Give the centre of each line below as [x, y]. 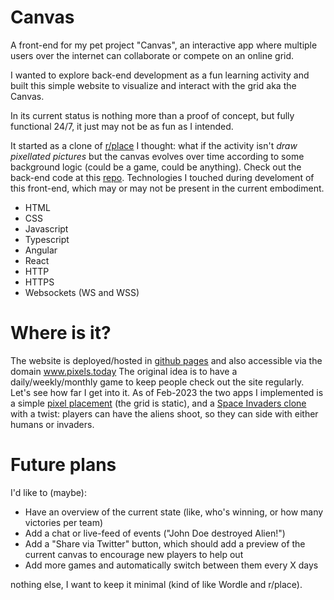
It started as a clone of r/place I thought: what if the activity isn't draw [154, 145]
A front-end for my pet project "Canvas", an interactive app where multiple [164, 45]
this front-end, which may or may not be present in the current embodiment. [167, 188]
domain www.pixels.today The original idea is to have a [124, 371]
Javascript [46, 228]
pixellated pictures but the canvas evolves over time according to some [157, 156]
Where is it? [61, 333]
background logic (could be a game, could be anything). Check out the [156, 167]
